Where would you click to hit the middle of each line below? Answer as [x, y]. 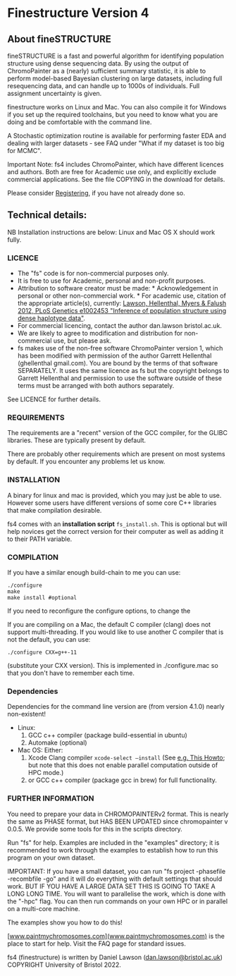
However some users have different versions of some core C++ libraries [112, 503]
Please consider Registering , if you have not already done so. [96, 193]
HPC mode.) [46, 773]
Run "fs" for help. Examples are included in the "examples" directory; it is [113, 842]
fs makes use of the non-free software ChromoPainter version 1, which [120, 348]
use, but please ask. [82, 341]
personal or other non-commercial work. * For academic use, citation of [122, 296]
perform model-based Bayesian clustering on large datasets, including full [115, 78]
